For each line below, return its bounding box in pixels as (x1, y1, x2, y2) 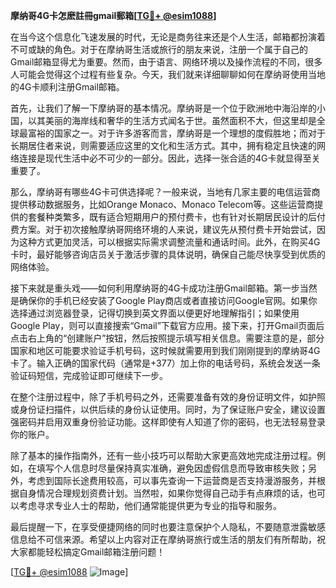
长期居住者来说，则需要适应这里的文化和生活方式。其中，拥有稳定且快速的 (10, 140, 317, 151)
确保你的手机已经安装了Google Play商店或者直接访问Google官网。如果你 (18, 295, 318, 306)
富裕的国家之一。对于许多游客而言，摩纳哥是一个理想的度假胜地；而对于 (27, 127, 326, 139)
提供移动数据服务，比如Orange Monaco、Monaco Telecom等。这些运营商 (10, 199, 315, 210)
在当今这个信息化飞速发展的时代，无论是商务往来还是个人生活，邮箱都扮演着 (10, 31, 326, 43)
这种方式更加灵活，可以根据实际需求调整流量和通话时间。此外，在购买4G (18, 236, 321, 248)
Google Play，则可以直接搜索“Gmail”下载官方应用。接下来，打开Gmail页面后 (10, 320, 325, 331)
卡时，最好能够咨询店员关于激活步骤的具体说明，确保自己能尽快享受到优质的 (10, 249, 326, 260)
